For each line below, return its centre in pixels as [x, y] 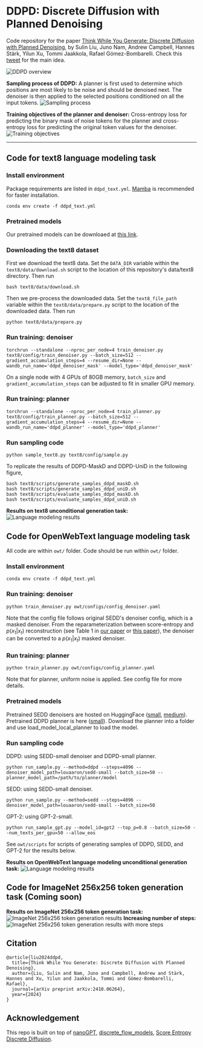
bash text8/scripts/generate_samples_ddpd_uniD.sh [71, 489]
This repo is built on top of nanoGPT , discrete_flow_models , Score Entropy [99, 1033]
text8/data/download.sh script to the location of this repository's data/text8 [100, 269]
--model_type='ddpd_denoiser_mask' [148, 366]
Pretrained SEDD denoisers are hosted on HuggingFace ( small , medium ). [97, 715]
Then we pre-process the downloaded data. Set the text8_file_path [92, 298]
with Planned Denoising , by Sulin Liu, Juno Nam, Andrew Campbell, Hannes [101, 47]
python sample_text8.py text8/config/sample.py [67, 455]
